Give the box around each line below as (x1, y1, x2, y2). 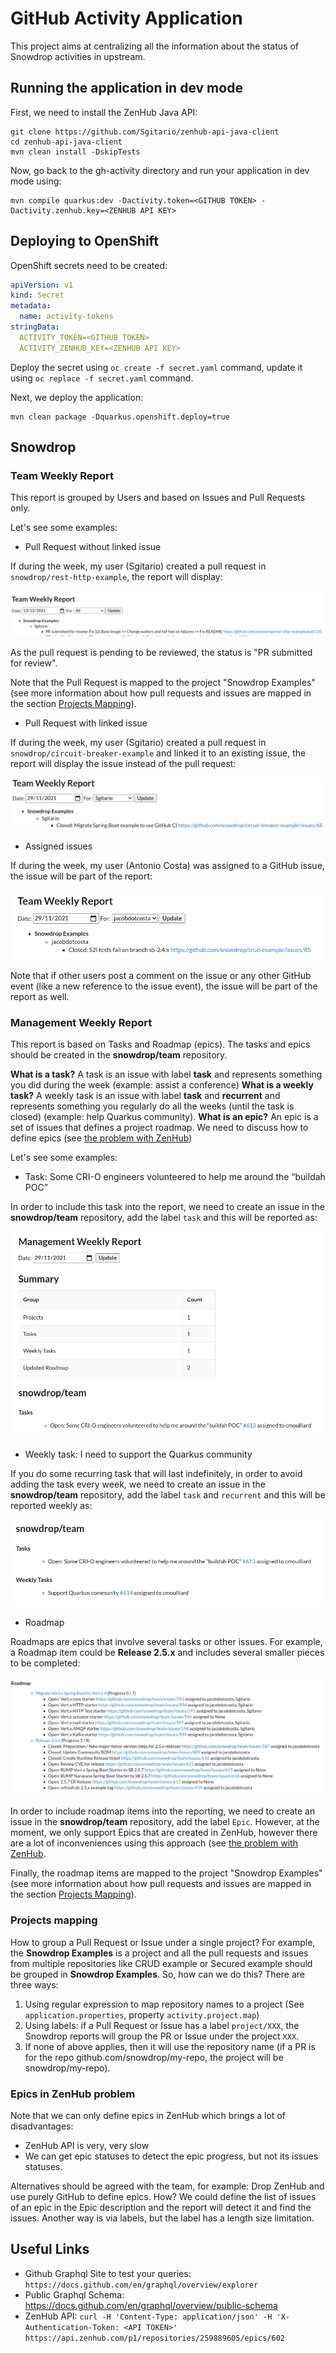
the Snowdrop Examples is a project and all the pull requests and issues (10, 1947, 309, 1959)
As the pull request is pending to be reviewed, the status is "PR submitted (10, 647, 313, 659)
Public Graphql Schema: (24, 2288, 125, 2301)
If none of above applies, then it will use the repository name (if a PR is (24, 2040, 316, 2052)
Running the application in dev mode (10, 80, 243, 97)
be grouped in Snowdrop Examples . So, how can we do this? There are (10, 1968, 305, 1980)
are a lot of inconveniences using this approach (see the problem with (10, 1837, 298, 1849)
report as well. (10, 991, 70, 1003)
